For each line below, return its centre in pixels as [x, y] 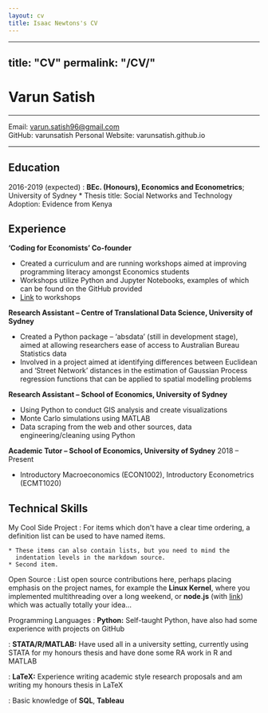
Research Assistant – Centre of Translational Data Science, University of [131, 313]
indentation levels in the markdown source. [91, 558]
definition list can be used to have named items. [87, 536]
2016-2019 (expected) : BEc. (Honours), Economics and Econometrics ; [126, 187]
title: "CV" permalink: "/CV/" [82, 63]
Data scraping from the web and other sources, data [106, 427]
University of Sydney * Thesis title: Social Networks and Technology [120, 195]
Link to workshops [50, 297]
